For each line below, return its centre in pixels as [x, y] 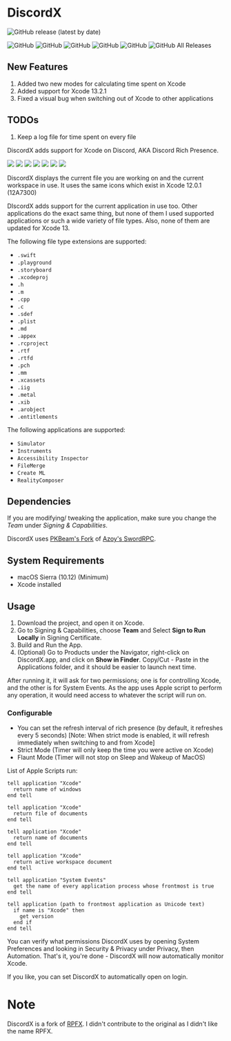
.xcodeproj [33, 277]
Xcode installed [39, 585]
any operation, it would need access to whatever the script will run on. [107, 695]
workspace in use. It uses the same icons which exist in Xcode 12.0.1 [104, 185]
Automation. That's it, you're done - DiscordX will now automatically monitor [115, 956]
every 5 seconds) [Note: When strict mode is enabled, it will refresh [113, 735]
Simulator [31, 444]
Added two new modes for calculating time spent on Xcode [101, 84]
